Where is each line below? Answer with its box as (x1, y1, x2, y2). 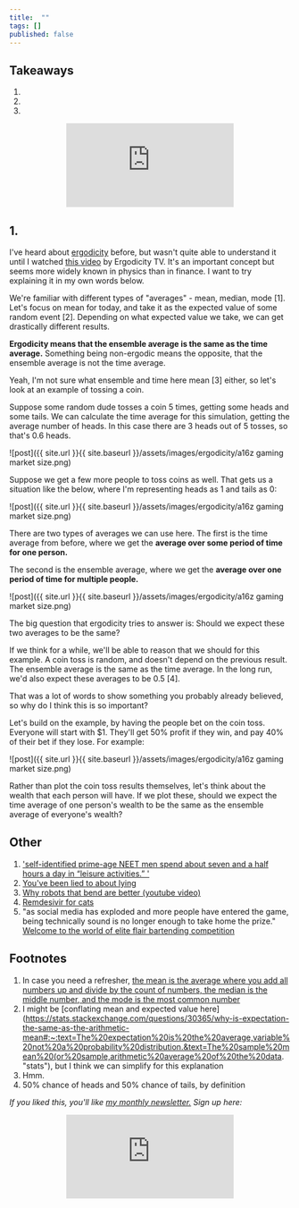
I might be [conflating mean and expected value (21, 1003, 199, 1014)
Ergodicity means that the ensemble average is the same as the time (9, 339, 268, 349)
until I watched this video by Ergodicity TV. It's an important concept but (9, 257, 275, 266)
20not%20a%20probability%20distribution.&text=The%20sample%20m (21, 1041, 290, 1052)
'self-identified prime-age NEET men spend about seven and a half (21, 858, 270, 869)
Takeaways (9, 63, 74, 78)
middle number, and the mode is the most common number (21, 993, 241, 1004)
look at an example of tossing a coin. (9, 384, 145, 394)
